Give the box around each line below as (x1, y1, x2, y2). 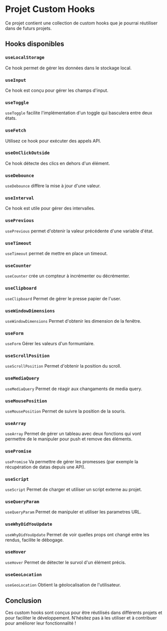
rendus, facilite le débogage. (5, 537, 64, 543)
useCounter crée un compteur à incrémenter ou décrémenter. (5, 273, 131, 279)
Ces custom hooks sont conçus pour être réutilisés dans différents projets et (5, 610, 163, 616)
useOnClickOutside (5, 150, 50, 156)
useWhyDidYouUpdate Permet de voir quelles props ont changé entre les (5, 531, 150, 537)
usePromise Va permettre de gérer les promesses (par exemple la (5, 458, 139, 464)
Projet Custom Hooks (5, 3, 95, 15)
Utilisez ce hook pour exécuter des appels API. (5, 138, 101, 144)
